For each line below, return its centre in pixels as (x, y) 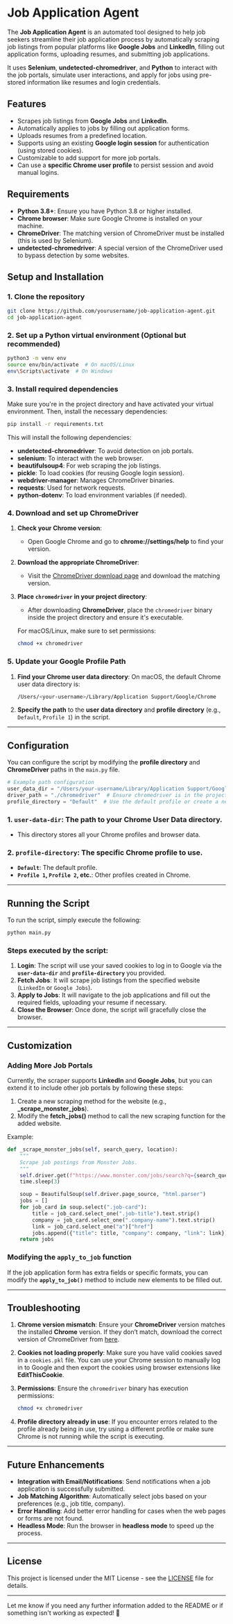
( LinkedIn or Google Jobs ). (54, 988)
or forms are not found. (51, 1519)
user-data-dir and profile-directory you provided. (92, 973)
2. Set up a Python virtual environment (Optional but (97, 335)
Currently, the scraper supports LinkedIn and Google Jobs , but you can (110, 1081)
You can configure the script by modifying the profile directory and (104, 762)
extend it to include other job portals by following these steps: (95, 1088)
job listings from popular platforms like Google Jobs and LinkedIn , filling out (116, 46)
